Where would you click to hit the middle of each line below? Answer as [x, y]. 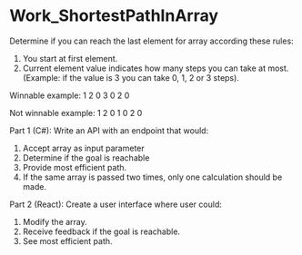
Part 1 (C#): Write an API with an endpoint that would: [109, 130]
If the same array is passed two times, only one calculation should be [152, 177]
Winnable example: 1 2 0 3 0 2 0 [70, 95]
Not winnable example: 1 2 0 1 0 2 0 [76, 113]
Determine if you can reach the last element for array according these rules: [151, 41]
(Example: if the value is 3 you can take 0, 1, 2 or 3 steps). [131, 77]
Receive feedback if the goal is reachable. [101, 231]
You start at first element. [70, 58]
